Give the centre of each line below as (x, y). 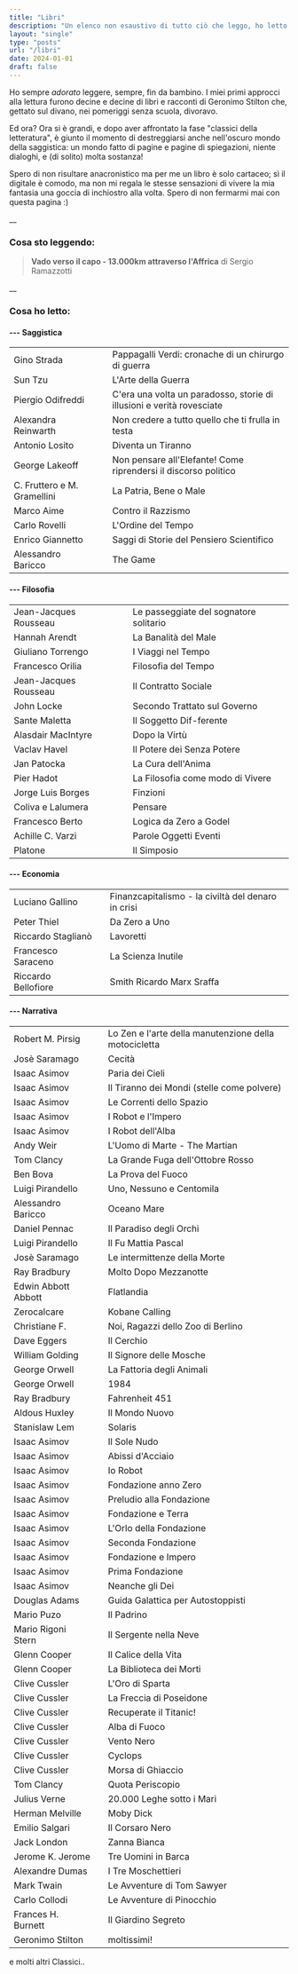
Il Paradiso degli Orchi (153, 1228)
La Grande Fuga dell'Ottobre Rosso (181, 1159)
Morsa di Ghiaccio (145, 1770)
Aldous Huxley (44, 1412)
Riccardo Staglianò (53, 936)
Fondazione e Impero (152, 1557)
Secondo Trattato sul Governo (195, 706)
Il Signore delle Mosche (157, 1354)
